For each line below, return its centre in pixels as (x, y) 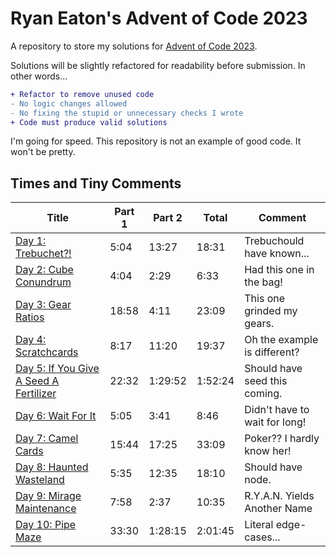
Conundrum (43, 282)
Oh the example (281, 340)
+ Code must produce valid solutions (89, 122)
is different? (272, 352)
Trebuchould (274, 241)
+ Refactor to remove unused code (82, 94)
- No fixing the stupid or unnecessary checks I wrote (127, 113)
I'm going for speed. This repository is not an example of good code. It (156, 141)
